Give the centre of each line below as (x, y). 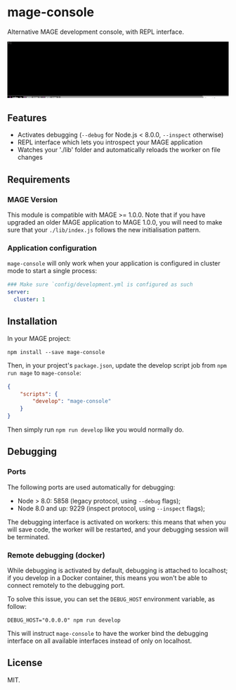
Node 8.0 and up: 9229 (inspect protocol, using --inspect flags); (111, 508)
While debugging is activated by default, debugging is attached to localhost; (118, 570)
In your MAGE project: (39, 338)
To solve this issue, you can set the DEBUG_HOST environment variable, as (111, 598)
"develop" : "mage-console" (72, 401)
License (25, 663)
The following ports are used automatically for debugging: (91, 487)
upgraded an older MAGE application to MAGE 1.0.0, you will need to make (115, 222)
